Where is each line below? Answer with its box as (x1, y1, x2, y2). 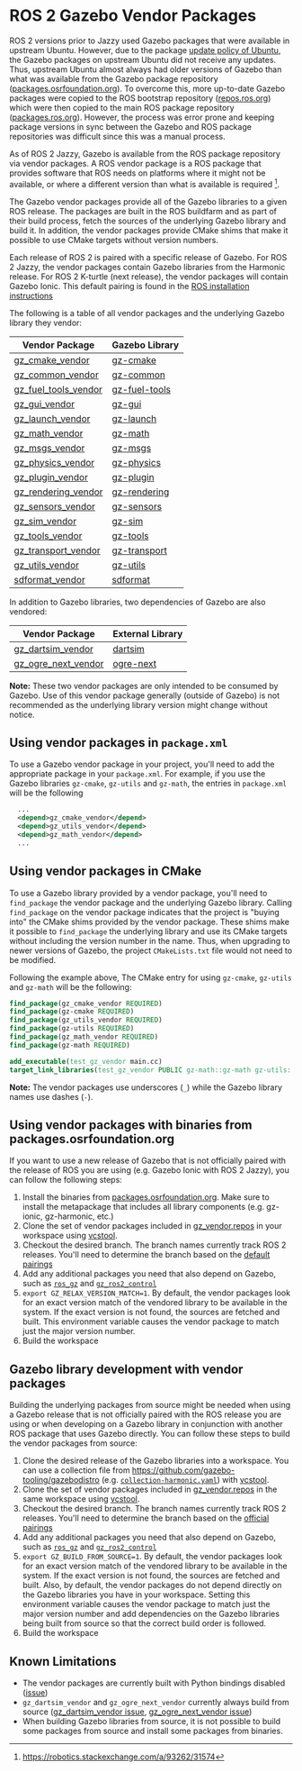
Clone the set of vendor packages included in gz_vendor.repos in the (22, 1484, 278, 1495)
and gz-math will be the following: (9, 981, 132, 992)
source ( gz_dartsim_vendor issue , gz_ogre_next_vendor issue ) (22, 1706, 253, 1717)
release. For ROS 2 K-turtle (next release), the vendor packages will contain (9, 271, 289, 282)
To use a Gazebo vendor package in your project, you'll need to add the (9, 758, 275, 770)
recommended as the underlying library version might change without (9, 699, 268, 710)
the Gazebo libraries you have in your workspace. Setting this (22, 1589, 251, 1600)
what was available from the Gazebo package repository (9, 73, 218, 84)
